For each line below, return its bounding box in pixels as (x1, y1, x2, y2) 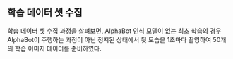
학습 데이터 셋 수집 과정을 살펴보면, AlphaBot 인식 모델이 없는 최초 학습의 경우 (7, 27, 222, 35)
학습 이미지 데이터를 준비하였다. (14, 44, 102, 53)
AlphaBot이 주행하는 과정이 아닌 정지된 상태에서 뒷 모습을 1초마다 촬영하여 (7, 35, 212, 44)
